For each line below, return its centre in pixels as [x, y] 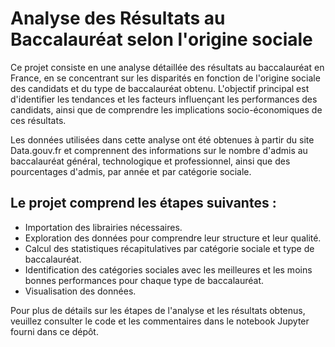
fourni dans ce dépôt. [54, 331]
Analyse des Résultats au [118, 18]
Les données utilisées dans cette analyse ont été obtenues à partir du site [162, 139]
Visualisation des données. [80, 291]
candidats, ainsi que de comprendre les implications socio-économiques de [166, 109]
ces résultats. [38, 120]
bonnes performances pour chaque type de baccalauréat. [144, 280]
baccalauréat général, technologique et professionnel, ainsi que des [150, 161]
